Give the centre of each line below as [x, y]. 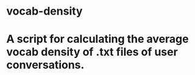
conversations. [45, 65]
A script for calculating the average [97, 39]
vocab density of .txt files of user [92, 52]
